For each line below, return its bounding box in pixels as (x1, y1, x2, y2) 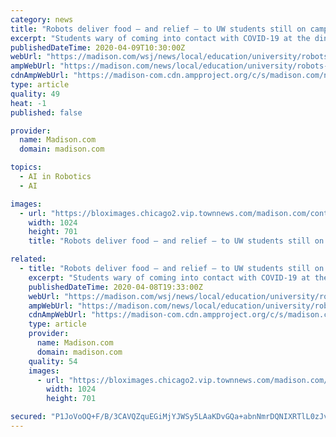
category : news (10, 14, 74, 25)
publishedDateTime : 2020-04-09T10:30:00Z (10, 42, 186, 53)
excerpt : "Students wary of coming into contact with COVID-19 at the (10, 33, 311, 43)
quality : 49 (10, 89, 60, 99)
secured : (10, 412, 47, 422)
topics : (10, 162, 43, 173)
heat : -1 (10, 98, 47, 108)
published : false (10, 107, 83, 118)
